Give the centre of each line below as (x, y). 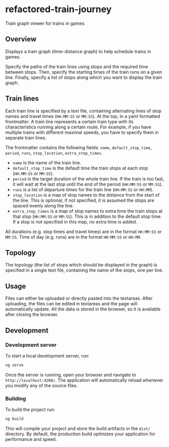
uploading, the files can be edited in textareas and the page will (71, 304)
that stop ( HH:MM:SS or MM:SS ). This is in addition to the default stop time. (87, 216)
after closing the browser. (32, 315)
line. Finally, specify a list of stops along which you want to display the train (84, 77)
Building (16, 398)
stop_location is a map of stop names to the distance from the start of (86, 195)
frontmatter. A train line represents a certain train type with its (69, 121)
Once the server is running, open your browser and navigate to (71, 375)
